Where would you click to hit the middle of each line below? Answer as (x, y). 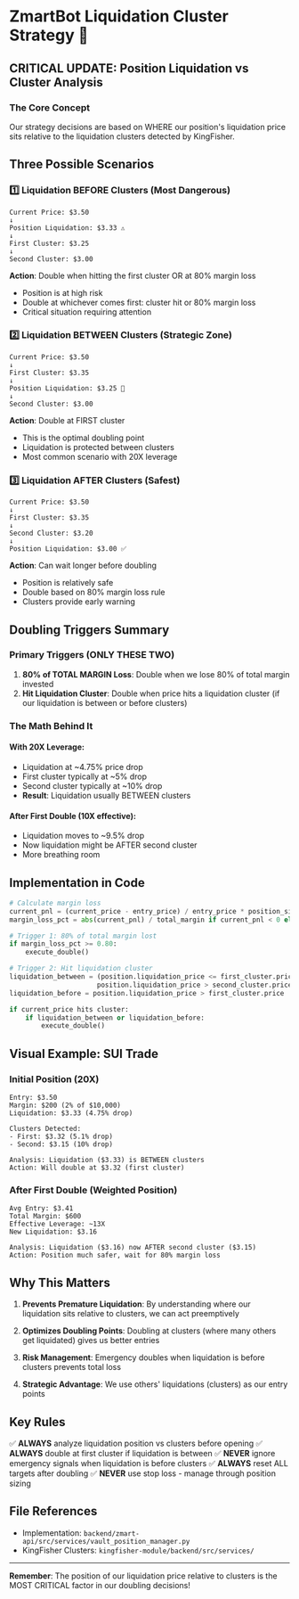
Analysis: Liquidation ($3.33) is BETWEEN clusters (107, 1160)
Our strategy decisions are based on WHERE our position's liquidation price (148, 127)
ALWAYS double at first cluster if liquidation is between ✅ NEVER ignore (142, 1453)
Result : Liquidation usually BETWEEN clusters (106, 795)
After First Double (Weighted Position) (93, 1190)
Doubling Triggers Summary (89, 630)
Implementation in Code (77, 883)
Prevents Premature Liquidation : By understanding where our (136, 1304)
